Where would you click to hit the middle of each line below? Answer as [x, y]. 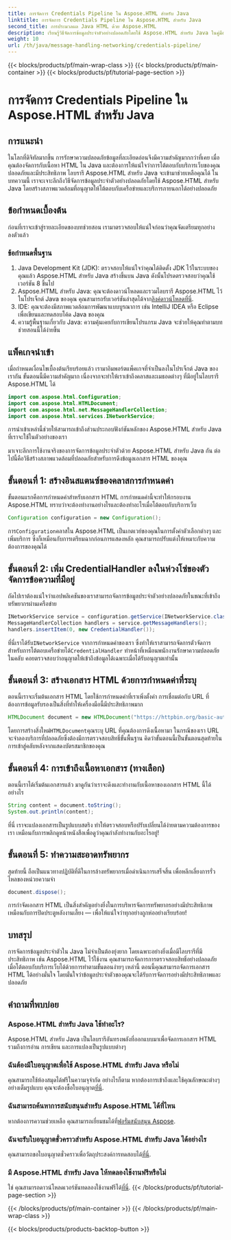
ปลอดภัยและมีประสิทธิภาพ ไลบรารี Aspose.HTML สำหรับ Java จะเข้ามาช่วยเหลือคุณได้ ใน [113, 173]
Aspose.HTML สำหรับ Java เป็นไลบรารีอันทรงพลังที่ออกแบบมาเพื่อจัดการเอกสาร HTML [112, 1038]
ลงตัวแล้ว [19, 235]
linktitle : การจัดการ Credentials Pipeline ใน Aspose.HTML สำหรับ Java [105, 20]
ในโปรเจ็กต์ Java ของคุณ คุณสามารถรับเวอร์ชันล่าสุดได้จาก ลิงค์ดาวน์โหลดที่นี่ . [106, 299]
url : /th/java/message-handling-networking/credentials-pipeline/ [105, 45]
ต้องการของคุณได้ [27, 547]
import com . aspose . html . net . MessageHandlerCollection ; [88, 410]
